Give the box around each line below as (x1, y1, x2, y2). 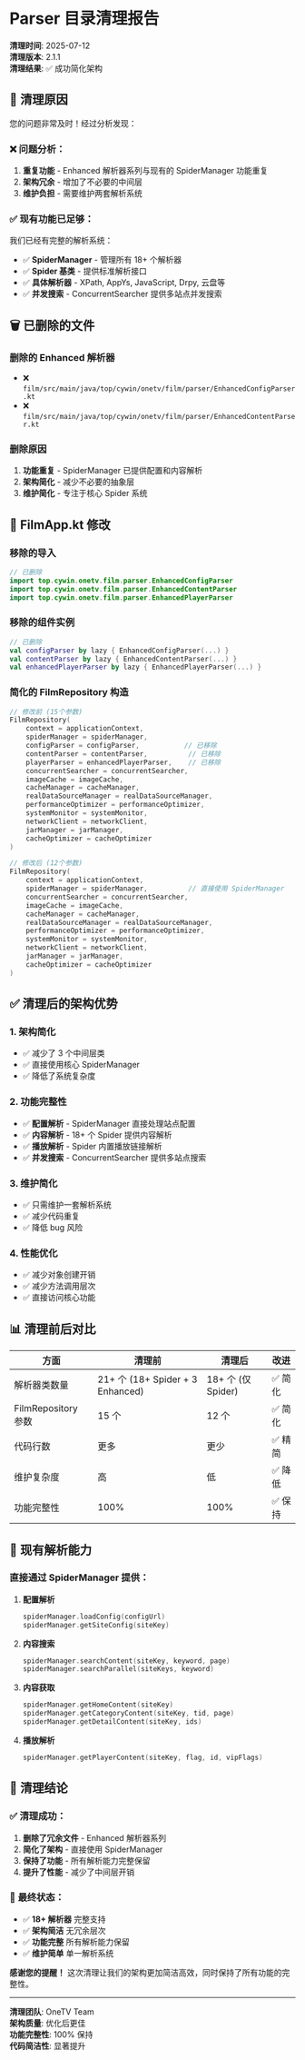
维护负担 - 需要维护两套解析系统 (22, 188, 143, 199)
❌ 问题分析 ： (9, 143, 66, 155)
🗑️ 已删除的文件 (9, 317, 95, 333)
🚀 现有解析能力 (9, 1542, 93, 1557)
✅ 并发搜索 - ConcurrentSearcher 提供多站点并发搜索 (22, 288, 222, 300)
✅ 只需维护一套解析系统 (22, 1199, 112, 1210)
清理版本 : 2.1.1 (9, 51, 61, 62)
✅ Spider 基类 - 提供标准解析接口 (22, 265, 147, 277)
